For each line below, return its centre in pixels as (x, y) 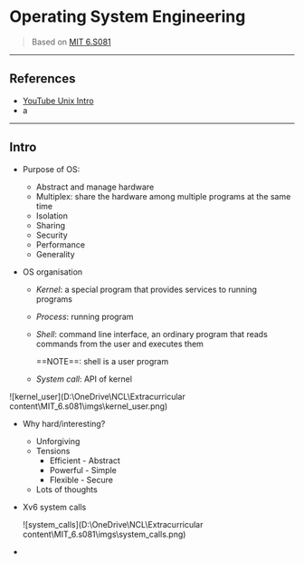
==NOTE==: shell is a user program (102, 361)
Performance (61, 244)
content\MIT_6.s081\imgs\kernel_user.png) (89, 406)
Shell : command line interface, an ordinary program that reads (152, 334)
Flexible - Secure (81, 480)
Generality (55, 254)
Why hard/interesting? (64, 423)
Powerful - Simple (83, 470)
